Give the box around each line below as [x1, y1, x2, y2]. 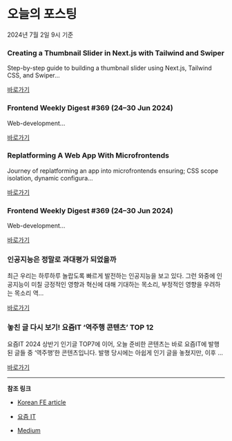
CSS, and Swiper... [7, 71, 60, 79]
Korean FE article [17, 398, 66, 406]
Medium [17, 426, 41, 434]
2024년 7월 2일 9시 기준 [7, 30, 74, 39]
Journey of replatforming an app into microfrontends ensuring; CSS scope [7, 167, 219, 175]
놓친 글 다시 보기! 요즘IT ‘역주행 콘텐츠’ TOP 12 [7, 323, 154, 332]
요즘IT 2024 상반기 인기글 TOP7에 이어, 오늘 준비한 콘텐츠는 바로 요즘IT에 [7, 339, 207, 348]
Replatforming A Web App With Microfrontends [7, 151, 169, 160]
